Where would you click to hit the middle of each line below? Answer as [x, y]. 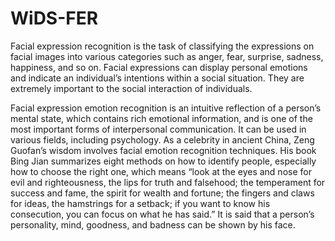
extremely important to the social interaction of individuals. [131, 88]
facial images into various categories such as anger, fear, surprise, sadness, [167, 56]
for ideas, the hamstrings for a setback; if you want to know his [140, 203]
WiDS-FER [54, 18]
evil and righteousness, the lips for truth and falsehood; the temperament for [168, 182]
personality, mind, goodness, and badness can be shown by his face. [153, 224]
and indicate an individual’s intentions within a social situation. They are [157, 78]
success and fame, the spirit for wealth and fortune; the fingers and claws [162, 193]
